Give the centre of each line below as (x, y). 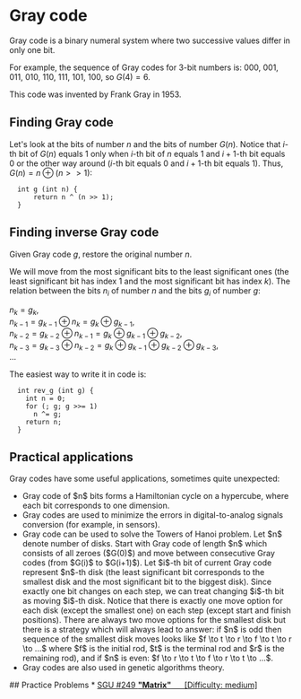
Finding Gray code (61, 122)
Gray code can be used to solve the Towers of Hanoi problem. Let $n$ (152, 534)
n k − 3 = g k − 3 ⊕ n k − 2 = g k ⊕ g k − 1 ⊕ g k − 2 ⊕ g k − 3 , (114, 346)
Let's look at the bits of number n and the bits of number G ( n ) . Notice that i (147, 144)
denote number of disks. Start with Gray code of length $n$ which (145, 544)
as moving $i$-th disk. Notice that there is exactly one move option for (153, 601)
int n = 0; (46, 398)
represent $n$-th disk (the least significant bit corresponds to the (143, 572)
